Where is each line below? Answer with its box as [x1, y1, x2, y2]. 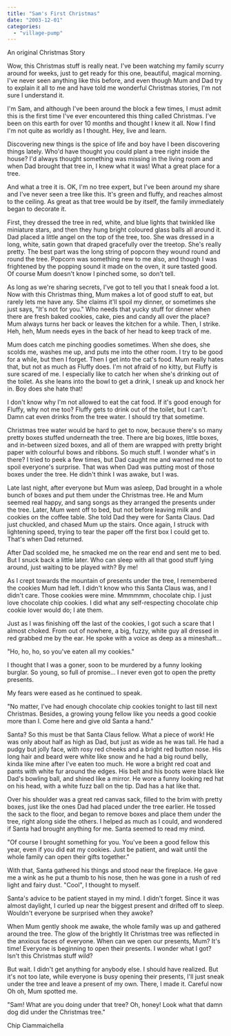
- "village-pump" [13, 29, 63, 37]
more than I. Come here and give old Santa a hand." [7, 717, 154, 725]
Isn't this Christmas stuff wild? [7, 952, 93, 960]
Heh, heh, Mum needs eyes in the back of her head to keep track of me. [7, 327, 212, 335]
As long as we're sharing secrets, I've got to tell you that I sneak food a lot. [7, 283, 219, 291]
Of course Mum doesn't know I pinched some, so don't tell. [7, 270, 176, 278]
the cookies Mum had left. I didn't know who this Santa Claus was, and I [7, 584, 212, 592]
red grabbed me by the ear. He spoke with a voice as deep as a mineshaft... [7, 634, 222, 642]
